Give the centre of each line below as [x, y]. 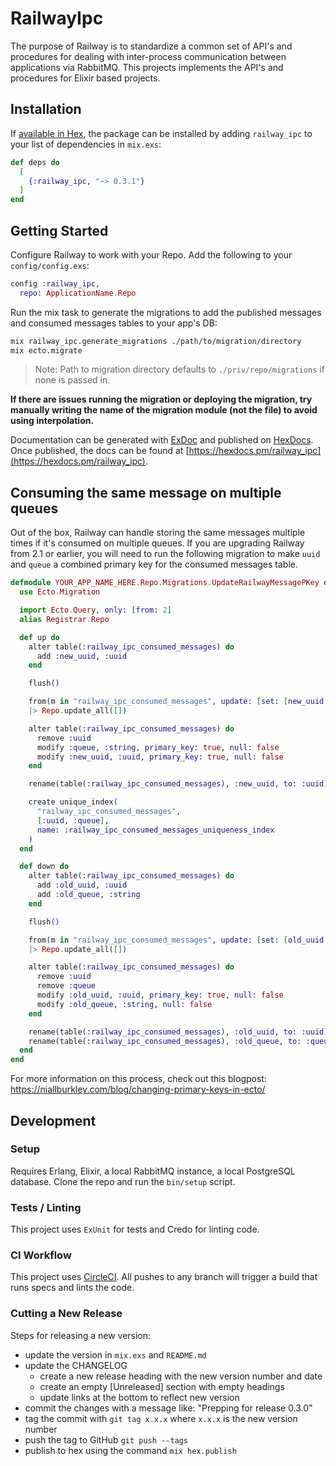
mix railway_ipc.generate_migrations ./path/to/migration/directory [156, 341]
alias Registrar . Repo [64, 619]
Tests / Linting [46, 1207]
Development [53, 1120]
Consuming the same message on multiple [146, 492]
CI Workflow [41, 1255]
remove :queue [66, 986]
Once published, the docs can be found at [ [100, 451]
